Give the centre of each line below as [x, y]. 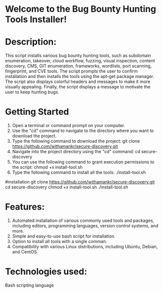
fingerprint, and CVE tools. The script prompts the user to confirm [71, 71]
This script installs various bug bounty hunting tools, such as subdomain [78, 55]
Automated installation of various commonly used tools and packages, [83, 220]
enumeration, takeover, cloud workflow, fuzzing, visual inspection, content [80, 61]
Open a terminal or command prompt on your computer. [69, 126]
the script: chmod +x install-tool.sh [47, 167]
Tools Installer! [36, 19]
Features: [25, 207]
